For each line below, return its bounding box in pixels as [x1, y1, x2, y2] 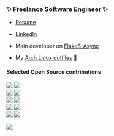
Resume [15, 19, 36, 26]
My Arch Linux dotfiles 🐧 [15, 54, 78, 62]
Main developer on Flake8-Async [15, 42, 99, 50]
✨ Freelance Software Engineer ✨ [6, 5, 108, 13]
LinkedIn [15, 30, 37, 38]
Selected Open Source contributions [6, 68, 101, 75]
